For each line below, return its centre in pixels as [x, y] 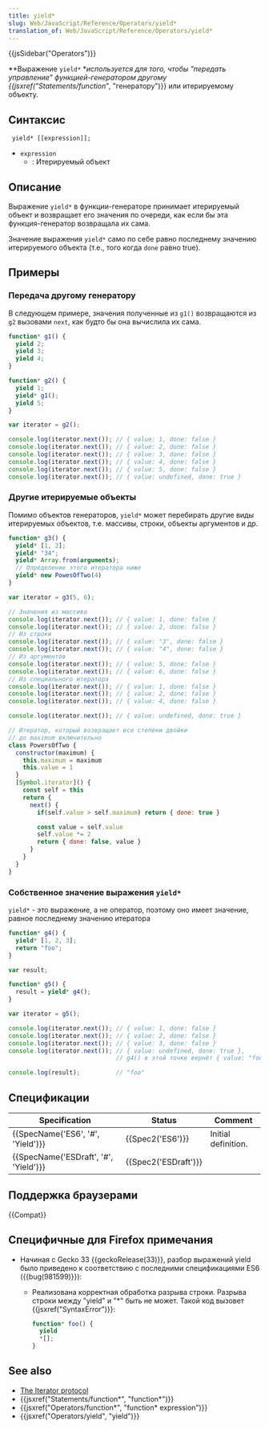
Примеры [34, 273]
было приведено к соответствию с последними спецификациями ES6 [140, 1268]
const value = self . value [80, 827]
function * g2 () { [37, 381]
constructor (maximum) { [55, 753]
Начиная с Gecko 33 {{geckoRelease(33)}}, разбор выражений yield [135, 1259]
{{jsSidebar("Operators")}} [52, 54]
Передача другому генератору [72, 295]
